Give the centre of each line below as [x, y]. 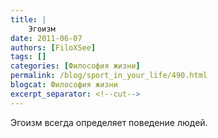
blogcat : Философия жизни [64, 85]
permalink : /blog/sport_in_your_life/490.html [109, 76]
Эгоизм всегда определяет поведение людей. [109, 122]
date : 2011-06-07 [46, 38]
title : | [28, 19]
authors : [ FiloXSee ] [53, 47]
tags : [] [28, 57]
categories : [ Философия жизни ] [75, 66]
